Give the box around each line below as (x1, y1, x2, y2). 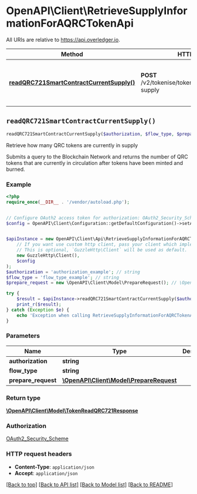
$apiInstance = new (6, 236, 54, 242)
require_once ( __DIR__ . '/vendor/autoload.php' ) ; (6, 199, 130, 205)
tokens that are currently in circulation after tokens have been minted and (6, 159, 184, 166)
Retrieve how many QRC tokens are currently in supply (6, 141, 138, 148)
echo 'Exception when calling (16, 312, 91, 319)
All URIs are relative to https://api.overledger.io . (6, 36, 120, 43)
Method (60, 50, 83, 58)
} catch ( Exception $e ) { (6, 307, 69, 313)
